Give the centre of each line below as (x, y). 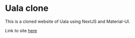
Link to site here (21, 30)
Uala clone (27, 8)
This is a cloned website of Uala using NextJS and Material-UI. (67, 21)
